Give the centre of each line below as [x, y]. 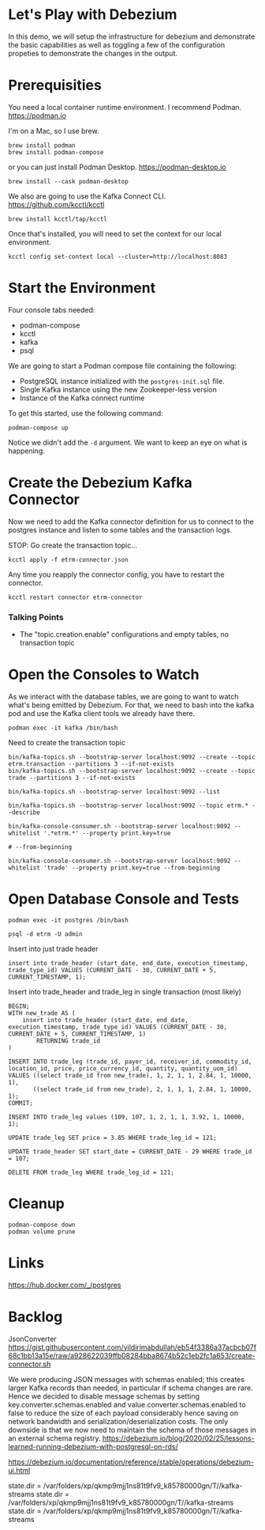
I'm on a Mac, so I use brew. [54, 131]
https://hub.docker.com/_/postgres [65, 1285]
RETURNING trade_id [69, 1041]
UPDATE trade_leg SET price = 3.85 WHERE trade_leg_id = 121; [112, 1138]
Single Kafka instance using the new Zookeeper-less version [118, 389]
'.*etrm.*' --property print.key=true [107, 833]
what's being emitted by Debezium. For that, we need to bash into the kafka [131, 705]
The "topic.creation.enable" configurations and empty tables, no [124, 634]
